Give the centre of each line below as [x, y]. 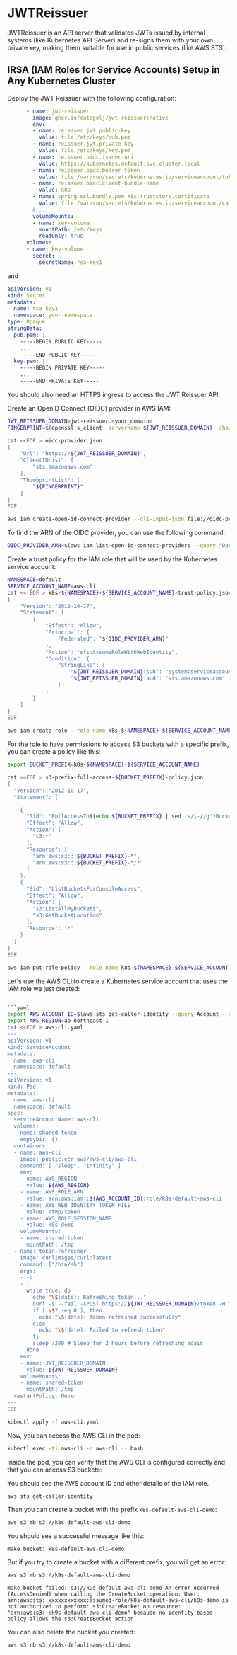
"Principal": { [67, 632]
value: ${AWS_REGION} [58, 1186]
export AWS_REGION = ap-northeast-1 [58, 1021]
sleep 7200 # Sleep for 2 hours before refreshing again [118, 1344]
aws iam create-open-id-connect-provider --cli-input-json [96, 519]
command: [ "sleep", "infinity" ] [71, 1166]
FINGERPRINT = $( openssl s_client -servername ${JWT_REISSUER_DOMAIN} [110, 428]
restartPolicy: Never [45, 1396]
